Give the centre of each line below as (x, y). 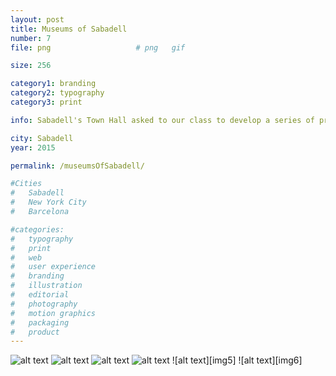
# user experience (53, 267)
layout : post (37, 19)
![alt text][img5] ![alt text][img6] (237, 360)
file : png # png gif (98, 47)
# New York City (48, 202)
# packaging (40, 322)
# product (35, 332)
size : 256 (31, 66)
